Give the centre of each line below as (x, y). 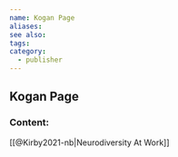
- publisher (40, 60)
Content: (30, 123)
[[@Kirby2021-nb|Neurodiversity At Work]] (89, 142)
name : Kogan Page (42, 18)
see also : (28, 34)
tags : (20, 43)
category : (28, 52)
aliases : (26, 26)
